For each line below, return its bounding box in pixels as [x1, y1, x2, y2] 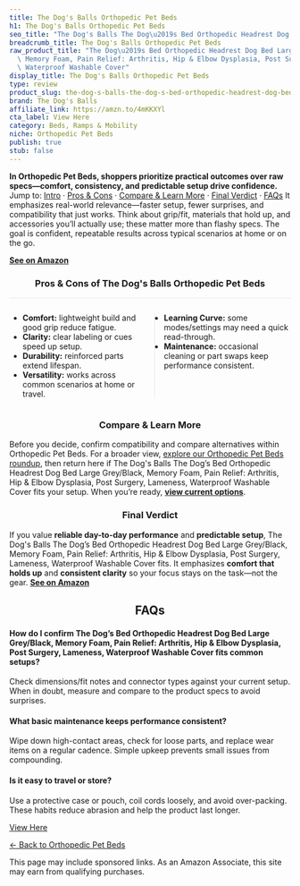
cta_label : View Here [9, 113, 90, 122]
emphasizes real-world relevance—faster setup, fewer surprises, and [9, 199, 264, 210]
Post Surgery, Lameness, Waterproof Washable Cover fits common [9, 646, 263, 658]
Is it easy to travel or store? [9, 775, 112, 786]
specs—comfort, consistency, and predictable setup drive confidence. [9, 180, 279, 191]
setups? [9, 656, 40, 667]
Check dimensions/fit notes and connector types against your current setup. [9, 677, 291, 687]
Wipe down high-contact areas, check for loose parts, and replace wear [9, 736, 274, 746]
